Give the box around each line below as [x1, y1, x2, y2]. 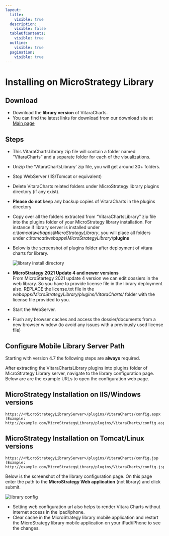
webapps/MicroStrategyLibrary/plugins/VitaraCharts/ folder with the [12, 291, 155, 297]
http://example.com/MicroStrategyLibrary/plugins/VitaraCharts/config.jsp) [5, 464, 167, 469]
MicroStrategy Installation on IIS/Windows [5, 390, 141, 399]
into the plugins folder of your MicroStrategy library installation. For [12, 219, 152, 225]
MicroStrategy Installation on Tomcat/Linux [5, 434, 144, 443]
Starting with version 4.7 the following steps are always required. [5, 355, 140, 361]
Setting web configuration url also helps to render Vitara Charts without [12, 504, 161, 510]
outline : [10, 40, 28, 46]
